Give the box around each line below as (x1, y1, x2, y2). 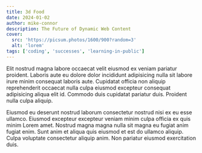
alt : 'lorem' (11, 43, 45, 49)
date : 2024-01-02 (6, 15, 50, 21)
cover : (6, 31, 23, 37)
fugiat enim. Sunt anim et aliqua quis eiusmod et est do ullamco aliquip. (6, 128, 184, 135)
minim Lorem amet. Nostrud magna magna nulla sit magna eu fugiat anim (6, 122, 189, 129)
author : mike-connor (6, 20, 59, 26)
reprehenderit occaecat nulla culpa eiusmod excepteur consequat (6, 84, 171, 91)
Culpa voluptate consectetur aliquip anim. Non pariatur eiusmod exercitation (6, 134, 197, 142)
